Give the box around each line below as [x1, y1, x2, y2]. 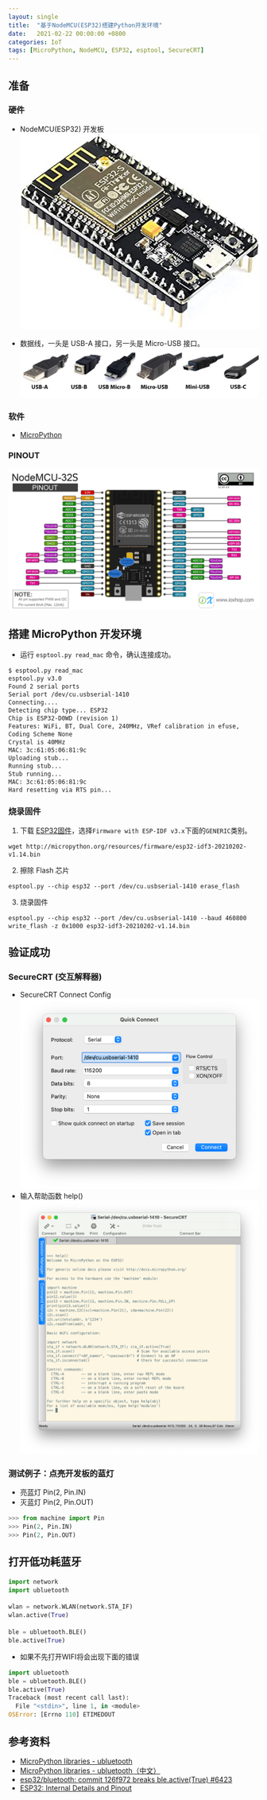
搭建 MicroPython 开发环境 [8, 627, 141, 640]
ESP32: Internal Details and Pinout [19, 1783, 133, 1793]
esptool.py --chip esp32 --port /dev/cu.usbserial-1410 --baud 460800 [8, 914, 247, 922]
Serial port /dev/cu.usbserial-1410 [8, 690, 130, 699]
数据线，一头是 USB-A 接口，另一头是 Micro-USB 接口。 [19, 338, 205, 348]
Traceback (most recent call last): [8, 1694, 130, 1702]
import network [8, 1577, 59, 1586]
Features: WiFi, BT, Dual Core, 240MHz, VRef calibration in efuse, [8, 722, 240, 731]
